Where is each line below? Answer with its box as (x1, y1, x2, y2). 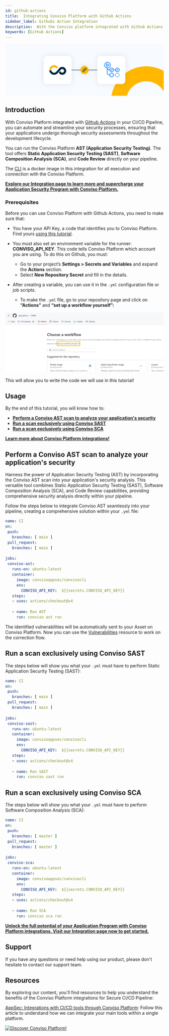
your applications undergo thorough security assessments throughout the (5, 129, 158, 136)
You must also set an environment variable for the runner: (12, 241, 132, 247)
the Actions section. (20, 266, 63, 273)
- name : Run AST (12, 609, 46, 614)
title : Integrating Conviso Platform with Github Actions (5, 13, 132, 19)
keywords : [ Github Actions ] (5, 29, 64, 35)
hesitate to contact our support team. (5, 961, 82, 968)
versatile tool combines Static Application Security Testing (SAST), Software (5, 482, 163, 488)
